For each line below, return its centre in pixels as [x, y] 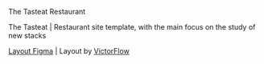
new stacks [27, 36]
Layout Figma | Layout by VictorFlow [69, 51]
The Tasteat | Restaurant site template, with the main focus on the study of [132, 27]
